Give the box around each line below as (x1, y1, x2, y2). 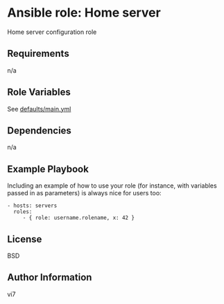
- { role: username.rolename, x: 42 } (22, 215, 135, 222)
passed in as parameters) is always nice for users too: (7, 189, 162, 197)
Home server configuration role (7, 28, 97, 36)
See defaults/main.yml (7, 105, 71, 113)
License (7, 233, 42, 245)
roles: (13, 208, 33, 215)
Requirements (7, 48, 69, 60)
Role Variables (7, 87, 71, 98)
